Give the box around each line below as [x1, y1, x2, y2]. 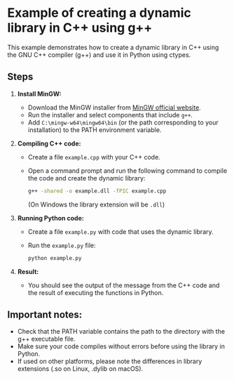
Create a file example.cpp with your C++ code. [27, 152, 161, 161]
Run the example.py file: [27, 241, 96, 249]
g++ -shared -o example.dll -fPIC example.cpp [27, 188, 167, 195]
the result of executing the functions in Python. [27, 288, 164, 296]
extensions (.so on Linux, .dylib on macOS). [17, 365, 144, 373]
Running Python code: [17, 214, 84, 222]
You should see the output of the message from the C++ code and [27, 281, 220, 289]
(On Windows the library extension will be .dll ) [27, 200, 165, 209]
